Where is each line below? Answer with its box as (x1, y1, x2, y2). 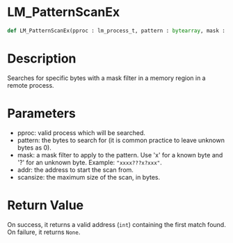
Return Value (7, 197, 84, 213)
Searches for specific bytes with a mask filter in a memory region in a (7, 74, 207, 82)
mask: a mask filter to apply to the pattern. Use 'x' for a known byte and (17, 150, 223, 159)
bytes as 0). (17, 143, 52, 152)
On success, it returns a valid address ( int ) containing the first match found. (7, 220, 226, 228)
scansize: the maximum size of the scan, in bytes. (17, 173, 161, 181)
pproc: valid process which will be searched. (17, 128, 146, 136)
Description (7, 51, 77, 66)
